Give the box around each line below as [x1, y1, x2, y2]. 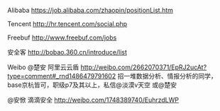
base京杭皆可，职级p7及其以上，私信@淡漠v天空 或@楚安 [7, 81, 177, 89]
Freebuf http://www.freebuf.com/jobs [7, 33, 117, 42]
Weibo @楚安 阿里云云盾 [7, 63, 79, 71]
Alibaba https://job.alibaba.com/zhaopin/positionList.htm [7, 6, 174, 14]
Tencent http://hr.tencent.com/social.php [7, 20, 128, 28]
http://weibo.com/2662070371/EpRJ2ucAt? [80, 63, 207, 71]
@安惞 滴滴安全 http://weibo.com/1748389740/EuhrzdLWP [7, 95, 180, 104]
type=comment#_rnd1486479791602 [7, 72, 116, 80]
